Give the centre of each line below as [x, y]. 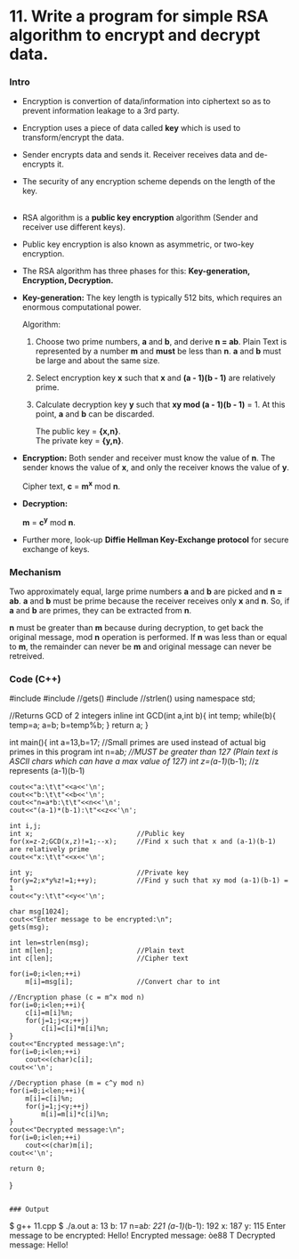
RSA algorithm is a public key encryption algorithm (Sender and [140, 218]
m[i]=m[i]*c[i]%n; [75, 1115]
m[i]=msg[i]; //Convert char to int [123, 982]
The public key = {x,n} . [78, 431]
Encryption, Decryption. [68, 280]
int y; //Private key [99, 873]
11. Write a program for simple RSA [139, 16]
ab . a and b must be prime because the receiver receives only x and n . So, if [149, 601]
